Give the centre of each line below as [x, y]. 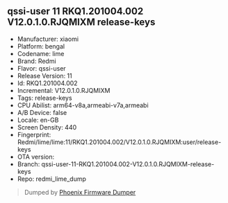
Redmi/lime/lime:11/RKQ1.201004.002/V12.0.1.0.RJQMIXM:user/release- [119, 142]
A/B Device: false [42, 112]
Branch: [28, 164]
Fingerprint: [34, 134]
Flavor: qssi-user [41, 68]
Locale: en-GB [38, 120]
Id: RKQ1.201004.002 [47, 83]
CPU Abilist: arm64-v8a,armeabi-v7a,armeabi [83, 105]
